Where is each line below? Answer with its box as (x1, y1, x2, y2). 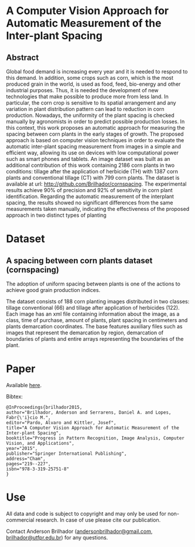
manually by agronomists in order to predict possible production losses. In (6, 118, 185, 125)
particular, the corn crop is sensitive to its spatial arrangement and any (6, 99, 177, 106)
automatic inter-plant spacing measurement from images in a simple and (6, 143, 182, 150)
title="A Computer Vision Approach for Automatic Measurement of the (6, 425, 180, 431)
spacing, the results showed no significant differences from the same (6, 199, 173, 206)
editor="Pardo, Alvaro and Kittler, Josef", (6, 420, 117, 425)
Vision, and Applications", (6, 440, 75, 446)
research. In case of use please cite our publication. (35, 516, 161, 523)
